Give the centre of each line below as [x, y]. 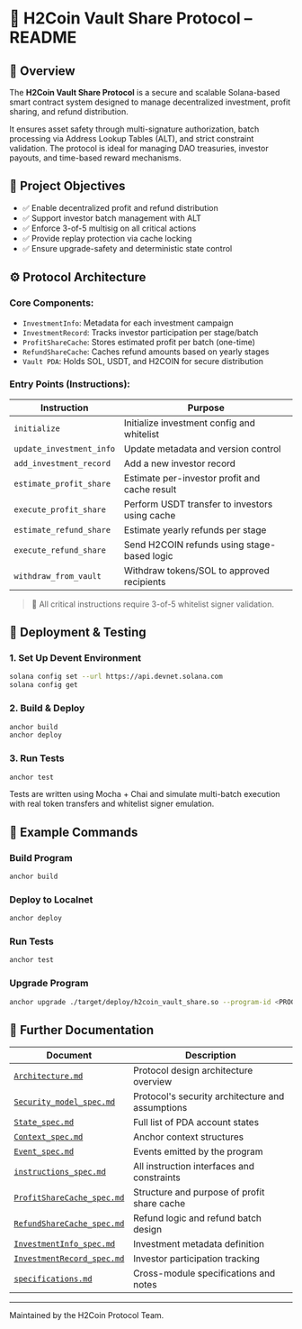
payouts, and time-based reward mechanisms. [95, 158]
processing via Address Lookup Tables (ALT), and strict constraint [132, 138]
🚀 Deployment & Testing [78, 632]
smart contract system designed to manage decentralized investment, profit [150, 102]
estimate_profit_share [62, 483]
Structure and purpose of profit [199, 1192]
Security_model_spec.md [65, 1102]
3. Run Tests [37, 758]
